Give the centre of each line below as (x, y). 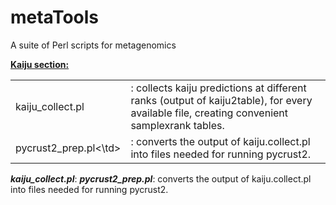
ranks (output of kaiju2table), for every (221, 100)
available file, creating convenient (209, 113)
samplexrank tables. (177, 125)
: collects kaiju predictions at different (218, 88)
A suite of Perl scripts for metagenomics (93, 45)
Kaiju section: (40, 64)
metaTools (55, 17)
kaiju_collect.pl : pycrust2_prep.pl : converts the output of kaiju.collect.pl (161, 178)
